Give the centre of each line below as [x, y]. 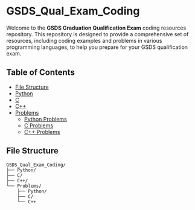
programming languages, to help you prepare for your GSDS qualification [97, 47]
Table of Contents [41, 73]
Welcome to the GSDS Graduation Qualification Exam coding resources [96, 28]
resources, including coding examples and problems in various [84, 40]
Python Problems [46, 119]
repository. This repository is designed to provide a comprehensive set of [97, 34]
